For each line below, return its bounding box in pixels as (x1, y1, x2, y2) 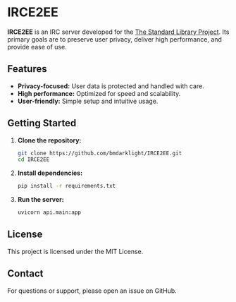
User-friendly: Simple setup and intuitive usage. (17, 97, 159, 105)
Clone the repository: (17, 135, 82, 145)
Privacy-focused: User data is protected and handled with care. (17, 82, 204, 90)
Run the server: (17, 195, 65, 204)
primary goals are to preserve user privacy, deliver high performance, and (7, 35, 222, 43)
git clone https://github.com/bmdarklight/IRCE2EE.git (17, 150, 182, 157)
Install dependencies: (17, 169, 83, 177)
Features (7, 63, 47, 75)
